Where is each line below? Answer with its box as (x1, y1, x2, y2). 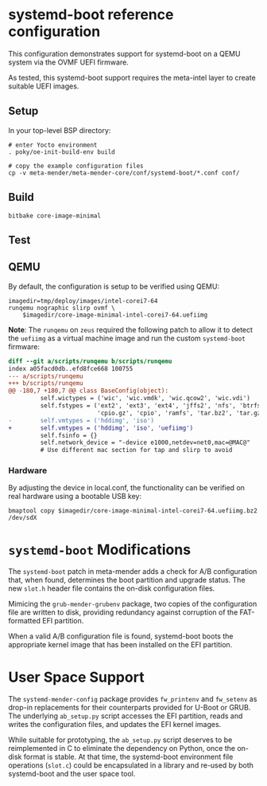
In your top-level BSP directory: (8, 125, 111, 135)
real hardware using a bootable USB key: (8, 492, 141, 501)
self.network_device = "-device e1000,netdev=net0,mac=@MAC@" (40, 438, 250, 447)
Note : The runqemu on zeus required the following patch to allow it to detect (8, 324, 253, 334)
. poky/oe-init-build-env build (8, 147, 115, 156)
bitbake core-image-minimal (8, 211, 102, 220)
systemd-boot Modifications (8, 540, 192, 559)
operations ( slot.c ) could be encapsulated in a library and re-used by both (8, 760, 254, 770)
